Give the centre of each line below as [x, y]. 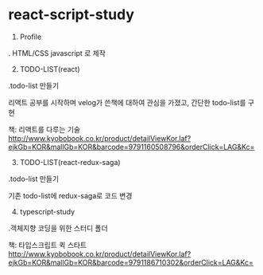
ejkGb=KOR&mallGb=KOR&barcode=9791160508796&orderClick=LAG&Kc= [131, 147]
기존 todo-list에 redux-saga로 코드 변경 [70, 195]
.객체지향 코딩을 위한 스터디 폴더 [58, 228]
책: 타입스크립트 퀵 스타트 [48, 245]
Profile [31, 37]
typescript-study [47, 211]
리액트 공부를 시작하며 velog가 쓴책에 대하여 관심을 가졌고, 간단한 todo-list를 [127, 102]
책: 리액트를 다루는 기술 [44, 129]
